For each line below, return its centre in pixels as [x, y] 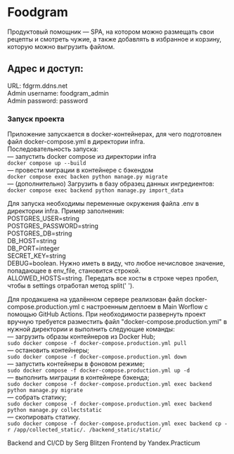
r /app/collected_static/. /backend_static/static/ [84, 430]
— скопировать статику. [44, 417]
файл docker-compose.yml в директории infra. [76, 142]
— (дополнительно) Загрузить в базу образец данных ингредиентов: [111, 184]
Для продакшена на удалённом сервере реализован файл [95, 299]
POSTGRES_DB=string [40, 233]
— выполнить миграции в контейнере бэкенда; [78, 377]
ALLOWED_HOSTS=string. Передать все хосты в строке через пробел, [113, 278]
